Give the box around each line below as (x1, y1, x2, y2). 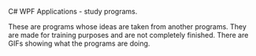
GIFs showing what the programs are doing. (8, 39, 150, 48)
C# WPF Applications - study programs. (8, 7, 138, 16)
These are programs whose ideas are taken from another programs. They (8, 22, 247, 31)
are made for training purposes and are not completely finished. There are (8, 31, 249, 39)
